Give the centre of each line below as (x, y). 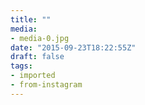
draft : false (37, 57)
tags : (21, 66)
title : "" (31, 19)
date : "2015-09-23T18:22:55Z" (73, 47)
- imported (33, 76)
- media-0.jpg (40, 38)
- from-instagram (46, 85)
